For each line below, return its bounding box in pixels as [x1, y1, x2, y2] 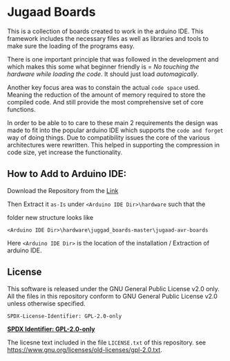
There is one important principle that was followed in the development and [7, 55, 219, 63]
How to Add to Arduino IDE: [7, 168, 126, 180]
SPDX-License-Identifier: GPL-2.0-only [7, 313, 122, 320]
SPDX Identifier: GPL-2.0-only [7, 324, 95, 333]
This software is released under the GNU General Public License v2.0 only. [7, 284, 220, 293]
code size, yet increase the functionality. [7, 148, 123, 156]
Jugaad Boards [7, 4, 96, 20]
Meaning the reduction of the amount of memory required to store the [7, 91, 206, 99]
